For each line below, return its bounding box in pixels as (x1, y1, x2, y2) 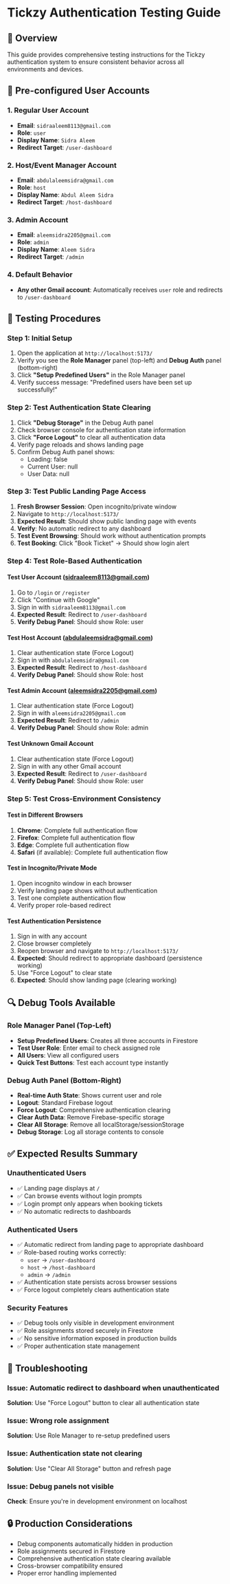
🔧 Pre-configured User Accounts (7, 85, 150, 97)
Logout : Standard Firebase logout (16, 1099, 113, 1107)
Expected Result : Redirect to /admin (16, 716, 119, 725)
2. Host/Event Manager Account (7, 160, 117, 170)
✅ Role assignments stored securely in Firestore (16, 1327, 153, 1335)
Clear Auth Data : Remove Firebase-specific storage (16, 1113, 165, 1122)
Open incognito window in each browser (16, 879, 132, 887)
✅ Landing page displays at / (16, 1184, 100, 1192)
